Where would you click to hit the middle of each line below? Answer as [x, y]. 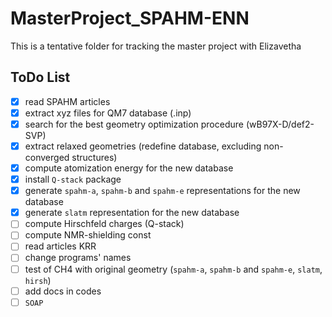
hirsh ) [38, 280]
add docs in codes [63, 291]
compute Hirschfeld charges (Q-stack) [104, 224]
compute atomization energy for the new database [129, 168]
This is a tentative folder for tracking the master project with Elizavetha [156, 46]
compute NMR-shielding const [88, 235]
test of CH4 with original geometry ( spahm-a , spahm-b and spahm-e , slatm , [173, 269]
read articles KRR [60, 246]
